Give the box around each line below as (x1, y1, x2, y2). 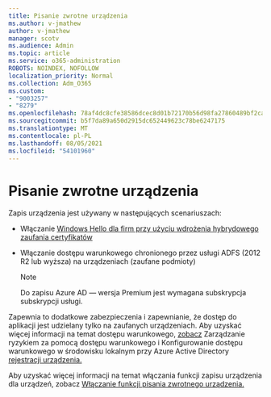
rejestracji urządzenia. (8, 355, 82, 365)
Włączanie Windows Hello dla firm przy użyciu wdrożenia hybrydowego (19, 224, 260, 234)
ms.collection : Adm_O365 (8, 79, 92, 87)
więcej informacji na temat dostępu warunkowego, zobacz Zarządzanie (8, 329, 246, 339)
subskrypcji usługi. (19, 296, 83, 307)
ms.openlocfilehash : (8, 110, 78, 118)
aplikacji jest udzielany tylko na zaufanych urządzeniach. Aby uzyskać (8, 320, 242, 331)
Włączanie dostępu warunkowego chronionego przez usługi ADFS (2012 (19, 248, 261, 258)
